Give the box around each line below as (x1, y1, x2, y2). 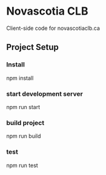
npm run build (6, 132, 41, 140)
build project (6, 118, 44, 127)
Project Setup (6, 42, 59, 52)
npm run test (6, 162, 38, 169)
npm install (6, 74, 34, 82)
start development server (6, 90, 83, 98)
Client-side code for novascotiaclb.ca (6, 24, 100, 32)
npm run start (6, 103, 41, 110)
